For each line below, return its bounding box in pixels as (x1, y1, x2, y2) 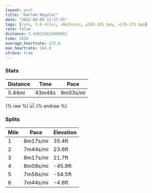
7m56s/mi (24, 171, 49, 178)
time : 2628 (5, 36, 29, 41)
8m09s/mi (24, 162, 49, 169)
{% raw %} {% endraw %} (5, 103, 68, 109)
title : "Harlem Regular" (5, 12, 58, 17)
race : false (5, 27, 31, 32)
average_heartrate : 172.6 (5, 41, 60, 46)
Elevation (53, 129, 77, 136)
